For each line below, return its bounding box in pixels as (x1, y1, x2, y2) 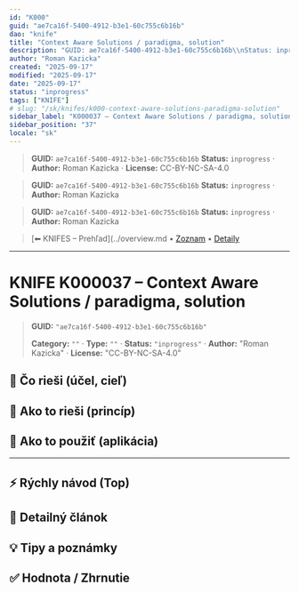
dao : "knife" (9, 29, 58, 38)
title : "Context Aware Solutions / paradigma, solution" (9, 37, 225, 47)
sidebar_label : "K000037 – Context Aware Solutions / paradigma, (9, 112, 256, 121)
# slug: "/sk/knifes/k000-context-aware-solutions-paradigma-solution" (9, 104, 280, 113)
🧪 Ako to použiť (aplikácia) (9, 433, 158, 449)
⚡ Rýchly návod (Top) (9, 475, 131, 490)
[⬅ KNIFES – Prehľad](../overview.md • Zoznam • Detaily (30, 233, 240, 244)
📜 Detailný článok (9, 510, 109, 525)
